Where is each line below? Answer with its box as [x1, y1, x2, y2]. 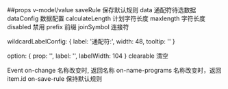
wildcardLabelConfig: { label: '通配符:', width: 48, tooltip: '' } [7, 37, 176, 46]
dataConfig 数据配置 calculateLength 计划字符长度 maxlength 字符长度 [7, 14, 206, 22]
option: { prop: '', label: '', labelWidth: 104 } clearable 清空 [7, 52, 169, 60]
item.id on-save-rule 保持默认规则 [7, 75, 103, 83]
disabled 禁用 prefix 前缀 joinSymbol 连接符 [7, 23, 129, 31]
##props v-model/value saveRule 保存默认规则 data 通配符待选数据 [7, 6, 197, 14]
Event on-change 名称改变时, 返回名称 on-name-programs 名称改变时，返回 [7, 67, 222, 74]
